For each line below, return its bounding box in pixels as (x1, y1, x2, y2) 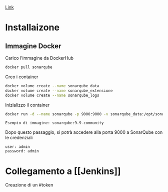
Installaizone (5, 22, 60, 33)
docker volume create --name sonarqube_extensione (5, 88, 113, 93)
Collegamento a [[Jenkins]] (5, 165, 121, 177)
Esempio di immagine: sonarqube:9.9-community (5, 120, 104, 126)
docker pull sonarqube (5, 65, 52, 70)
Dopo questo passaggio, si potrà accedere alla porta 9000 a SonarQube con (5, 129, 163, 135)
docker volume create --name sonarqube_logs (5, 93, 99, 98)
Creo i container (5, 74, 38, 80)
